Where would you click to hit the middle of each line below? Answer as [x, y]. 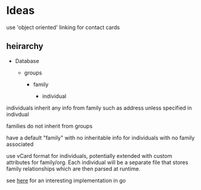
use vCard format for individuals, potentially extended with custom [89, 156]
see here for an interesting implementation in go [66, 180]
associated [20, 144]
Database [27, 61]
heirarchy [25, 46]
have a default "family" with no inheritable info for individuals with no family [100, 137]
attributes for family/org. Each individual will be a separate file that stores [97, 162]
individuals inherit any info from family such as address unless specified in [99, 108]
